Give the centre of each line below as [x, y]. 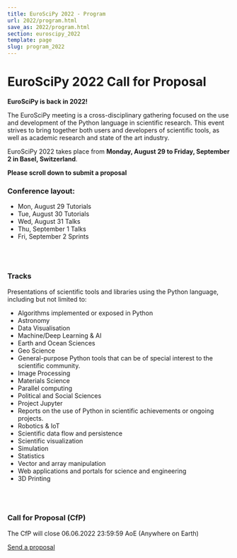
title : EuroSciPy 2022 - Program [57, 14]
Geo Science [36, 351]
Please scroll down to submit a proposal [67, 172]
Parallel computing [45, 388]
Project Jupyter [40, 403]
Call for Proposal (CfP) [47, 518]
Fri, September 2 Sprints [53, 237]
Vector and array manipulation [62, 463]
